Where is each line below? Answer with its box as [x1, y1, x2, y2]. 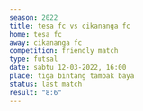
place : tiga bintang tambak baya [9, 72, 135, 81]
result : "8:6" [9, 88, 63, 97]
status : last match [9, 80, 83, 89]
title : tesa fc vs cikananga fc [9, 21, 130, 30]
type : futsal [9, 55, 58, 64]
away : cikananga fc [9, 38, 83, 47]
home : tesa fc [9, 30, 63, 38]
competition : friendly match [9, 47, 119, 55]
